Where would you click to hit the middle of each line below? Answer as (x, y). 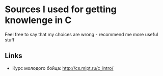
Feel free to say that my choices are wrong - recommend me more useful (81, 34)
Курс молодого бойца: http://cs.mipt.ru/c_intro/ (63, 68)
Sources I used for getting (61, 9)
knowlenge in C (38, 20)
